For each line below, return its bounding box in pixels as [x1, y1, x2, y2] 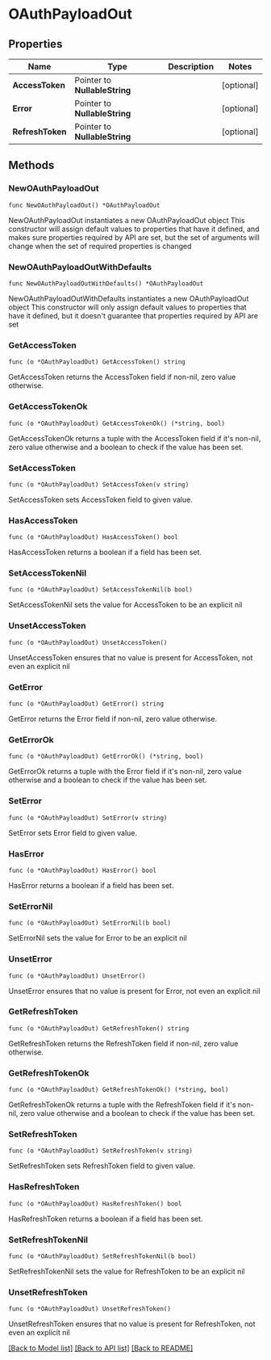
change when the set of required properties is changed [8, 241, 192, 251]
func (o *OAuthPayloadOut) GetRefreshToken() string [8, 1024, 190, 1033]
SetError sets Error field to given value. [8, 827, 138, 837]
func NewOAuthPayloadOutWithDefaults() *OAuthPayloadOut [8, 280, 204, 288]
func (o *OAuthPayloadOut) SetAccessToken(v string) [8, 480, 190, 489]
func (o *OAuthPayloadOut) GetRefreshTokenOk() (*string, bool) [8, 1086, 229, 1094]
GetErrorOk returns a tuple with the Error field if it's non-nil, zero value [8, 767, 242, 777]
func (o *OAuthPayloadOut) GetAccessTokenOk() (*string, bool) [8, 419, 226, 427]
